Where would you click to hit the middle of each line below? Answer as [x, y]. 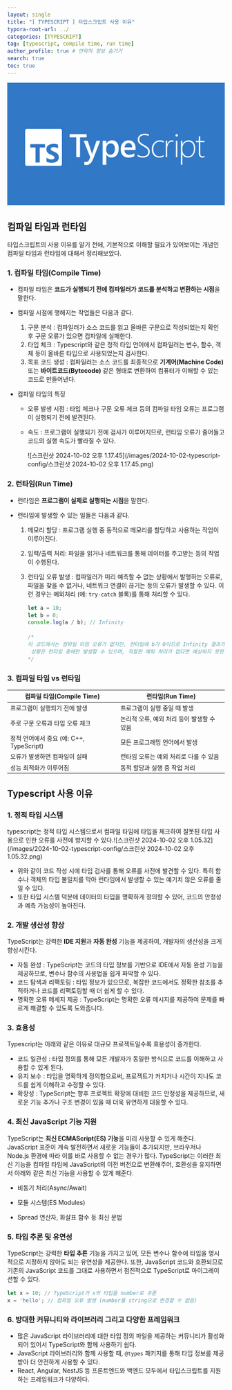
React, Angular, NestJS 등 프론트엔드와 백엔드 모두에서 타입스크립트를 [113, 1371]
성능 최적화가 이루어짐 [40, 767]
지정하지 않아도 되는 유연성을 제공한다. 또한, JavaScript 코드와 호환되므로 [124, 1262]
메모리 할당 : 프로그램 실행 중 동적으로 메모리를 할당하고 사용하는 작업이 [123, 529]
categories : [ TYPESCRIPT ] [44, 37]
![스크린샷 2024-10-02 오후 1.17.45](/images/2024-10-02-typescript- [124, 456]
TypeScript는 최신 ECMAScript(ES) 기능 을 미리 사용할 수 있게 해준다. [101, 1138]
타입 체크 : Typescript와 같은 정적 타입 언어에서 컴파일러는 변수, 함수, [120, 345]
